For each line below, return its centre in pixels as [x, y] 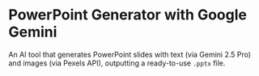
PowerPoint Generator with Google [127, 15]
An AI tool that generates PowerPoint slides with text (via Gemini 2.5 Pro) [130, 54]
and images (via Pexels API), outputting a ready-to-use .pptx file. [117, 63]
